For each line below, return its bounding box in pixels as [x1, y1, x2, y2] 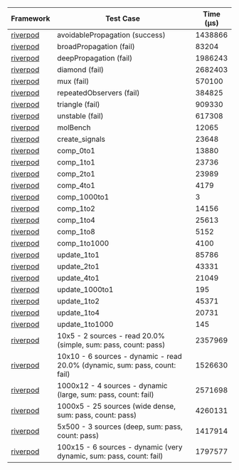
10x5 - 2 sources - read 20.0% [56, 331, 165, 340]
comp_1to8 [56, 227, 96, 236]
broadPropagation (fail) [56, 42, 135, 51]
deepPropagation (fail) [56, 53, 133, 63]
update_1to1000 [56, 320, 114, 329]
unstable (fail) [56, 111, 104, 120]
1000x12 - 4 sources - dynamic [56, 381, 168, 390]
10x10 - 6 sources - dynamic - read [56, 352, 183, 361]
